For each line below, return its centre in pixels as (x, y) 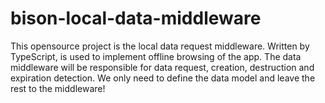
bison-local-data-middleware (136, 18)
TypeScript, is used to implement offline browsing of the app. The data (156, 56)
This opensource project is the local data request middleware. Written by (160, 46)
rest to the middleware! (58, 88)
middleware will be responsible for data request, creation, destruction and (162, 67)
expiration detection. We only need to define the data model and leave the (163, 78)
